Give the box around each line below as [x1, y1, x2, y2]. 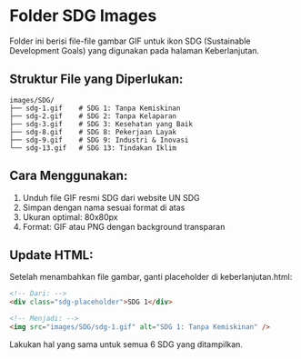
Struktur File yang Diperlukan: [9, 72, 184, 87]
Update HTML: [9, 247, 94, 263]
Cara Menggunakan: [9, 168, 128, 184]
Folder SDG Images [9, 5, 157, 26]
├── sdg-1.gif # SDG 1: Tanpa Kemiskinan [9, 104, 181, 113]
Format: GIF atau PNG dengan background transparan [22, 221, 226, 232]
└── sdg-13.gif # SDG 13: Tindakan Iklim [9, 143, 177, 153]
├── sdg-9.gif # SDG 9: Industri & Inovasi [9, 135, 189, 145]
